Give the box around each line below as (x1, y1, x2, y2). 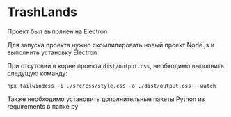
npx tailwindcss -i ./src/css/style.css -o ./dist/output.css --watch (7, 82, 216, 89)
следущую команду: (7, 69, 68, 77)
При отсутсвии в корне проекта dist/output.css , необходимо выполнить (7, 61, 225, 70)
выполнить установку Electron (7, 48, 97, 56)
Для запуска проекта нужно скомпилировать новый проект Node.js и (7, 40, 214, 49)
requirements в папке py (7, 102, 79, 110)
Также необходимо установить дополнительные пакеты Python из (7, 95, 205, 103)
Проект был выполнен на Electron (7, 27, 108, 36)
